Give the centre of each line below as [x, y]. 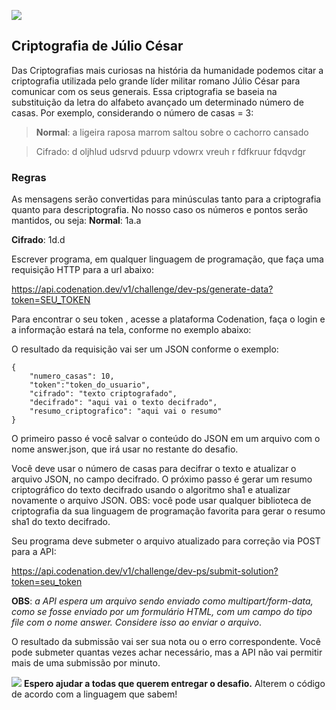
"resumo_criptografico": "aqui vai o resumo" [126, 411]
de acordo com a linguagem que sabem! [94, 694]
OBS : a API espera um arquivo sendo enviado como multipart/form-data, [162, 601]
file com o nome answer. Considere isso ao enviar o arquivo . [137, 622]
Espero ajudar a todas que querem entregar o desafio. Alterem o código [174, 684]
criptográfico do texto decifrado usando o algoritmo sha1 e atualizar [151, 490]
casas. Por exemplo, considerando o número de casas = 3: [132, 112]
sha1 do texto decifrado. [61, 522]
